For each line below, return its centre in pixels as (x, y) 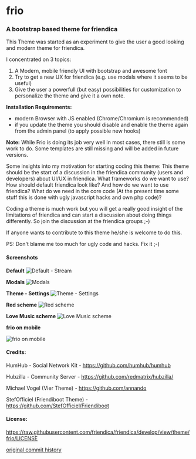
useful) (23, 83)
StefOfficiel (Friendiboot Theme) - (47, 399)
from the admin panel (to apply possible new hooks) (77, 131)
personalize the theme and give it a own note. (70, 96)
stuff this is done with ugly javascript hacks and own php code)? (84, 197)
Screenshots (22, 258)
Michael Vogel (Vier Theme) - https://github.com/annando (76, 388)
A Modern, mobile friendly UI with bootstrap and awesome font (91, 71)
